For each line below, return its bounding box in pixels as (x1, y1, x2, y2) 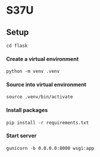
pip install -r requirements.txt (6, 120, 89, 126)
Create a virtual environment (6, 55, 79, 62)
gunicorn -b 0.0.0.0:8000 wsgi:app (6, 145, 95, 151)
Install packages (6, 107, 48, 113)
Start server (6, 132, 37, 139)
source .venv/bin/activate (6, 94, 73, 100)
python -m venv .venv (6, 69, 60, 75)
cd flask (6, 43, 28, 49)
